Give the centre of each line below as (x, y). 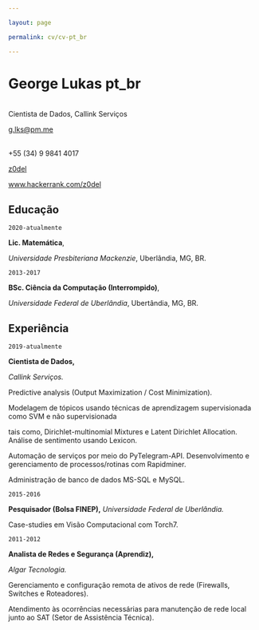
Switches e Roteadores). (49, 594)
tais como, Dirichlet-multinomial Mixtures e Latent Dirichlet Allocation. (123, 432)
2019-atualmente (35, 347)
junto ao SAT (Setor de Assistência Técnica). (81, 618)
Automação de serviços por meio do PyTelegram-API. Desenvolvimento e (129, 456)
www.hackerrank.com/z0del (55, 184)
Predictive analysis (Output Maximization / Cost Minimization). (110, 393)
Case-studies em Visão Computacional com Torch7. (93, 525)
